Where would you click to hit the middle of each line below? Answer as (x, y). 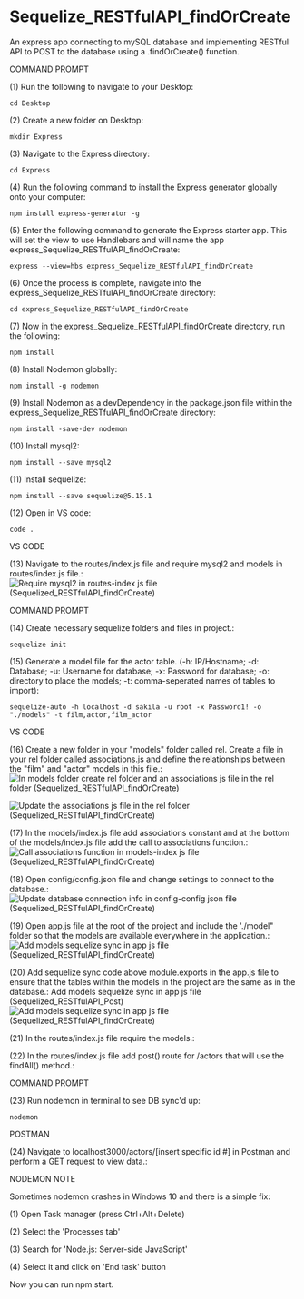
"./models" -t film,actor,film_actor (81, 714)
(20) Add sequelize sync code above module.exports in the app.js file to (144, 972)
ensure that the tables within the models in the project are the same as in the (152, 981)
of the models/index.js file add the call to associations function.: (129, 842)
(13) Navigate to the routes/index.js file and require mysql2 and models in (146, 564)
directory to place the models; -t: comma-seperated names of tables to (142, 680)
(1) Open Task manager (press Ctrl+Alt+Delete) (97, 1214)
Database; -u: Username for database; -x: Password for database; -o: (139, 671)
